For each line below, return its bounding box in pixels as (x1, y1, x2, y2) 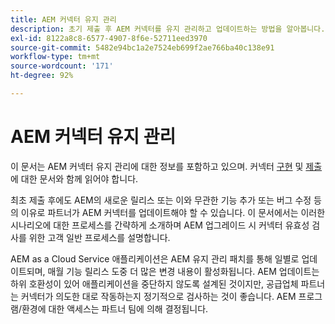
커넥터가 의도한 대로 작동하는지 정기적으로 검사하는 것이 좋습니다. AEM (20, 290, 297, 302)
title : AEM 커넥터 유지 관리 (10, 14, 117, 25)
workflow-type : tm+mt (10, 52, 101, 62)
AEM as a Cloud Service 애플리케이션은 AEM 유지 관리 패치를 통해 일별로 (10, 252, 300, 265)
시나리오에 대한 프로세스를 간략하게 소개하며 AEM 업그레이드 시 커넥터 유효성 (10, 219, 310, 231)
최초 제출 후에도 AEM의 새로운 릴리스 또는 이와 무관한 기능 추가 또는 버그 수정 (10, 194, 312, 206)
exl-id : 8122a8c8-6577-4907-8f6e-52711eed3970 (10, 33, 208, 43)
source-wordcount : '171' (10, 61, 114, 71)
